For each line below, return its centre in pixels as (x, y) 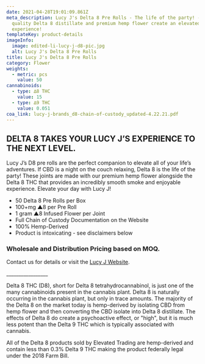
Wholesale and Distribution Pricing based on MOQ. (83, 249)
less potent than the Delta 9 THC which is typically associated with (90, 324)
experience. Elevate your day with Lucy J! (59, 189)
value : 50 (30, 80)
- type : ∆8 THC (31, 91)
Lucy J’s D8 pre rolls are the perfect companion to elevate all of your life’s (99, 163)
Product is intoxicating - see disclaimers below (74, 233)
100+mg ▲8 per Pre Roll (46, 207)
